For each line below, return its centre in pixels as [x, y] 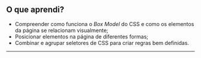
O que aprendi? [35, 10]
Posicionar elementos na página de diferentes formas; [81, 36]
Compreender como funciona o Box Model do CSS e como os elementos [104, 24]
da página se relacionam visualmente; [62, 30]
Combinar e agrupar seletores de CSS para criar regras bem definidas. [102, 43]
